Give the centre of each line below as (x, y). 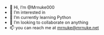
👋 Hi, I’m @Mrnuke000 (32, 7)
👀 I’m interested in (27, 12)
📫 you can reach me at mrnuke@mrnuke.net (54, 28)
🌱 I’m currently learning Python (40, 17)
